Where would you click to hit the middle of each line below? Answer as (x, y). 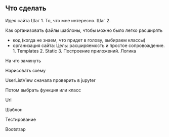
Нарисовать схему (26, 70)
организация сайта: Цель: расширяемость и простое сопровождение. (89, 45)
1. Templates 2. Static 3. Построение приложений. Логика (74, 51)
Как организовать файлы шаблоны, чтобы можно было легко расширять (84, 30)
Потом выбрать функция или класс (43, 90)
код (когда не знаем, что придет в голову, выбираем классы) (79, 40)
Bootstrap (16, 129)
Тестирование (21, 119)
